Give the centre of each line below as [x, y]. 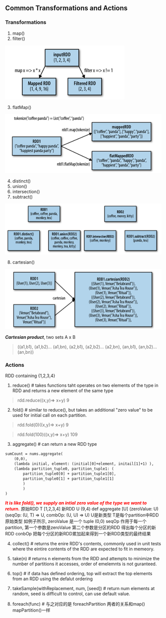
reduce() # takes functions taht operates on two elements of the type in [85, 386]
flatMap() [22, 107]
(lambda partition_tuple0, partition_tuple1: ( [64, 469]
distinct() [22, 181]
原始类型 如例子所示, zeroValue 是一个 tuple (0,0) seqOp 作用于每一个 [76, 521]
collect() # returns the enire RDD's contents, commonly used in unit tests [86, 544]
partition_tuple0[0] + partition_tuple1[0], [70, 474]
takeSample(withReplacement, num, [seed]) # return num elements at [83, 589]
